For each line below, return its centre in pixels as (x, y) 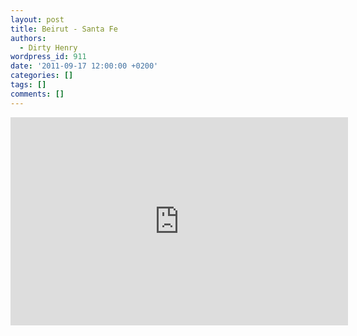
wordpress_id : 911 (48, 57)
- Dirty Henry (48, 47)
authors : (28, 38)
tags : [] (28, 85)
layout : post (37, 19)
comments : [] (37, 94)
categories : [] (42, 76)
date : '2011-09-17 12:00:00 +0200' (84, 66)
